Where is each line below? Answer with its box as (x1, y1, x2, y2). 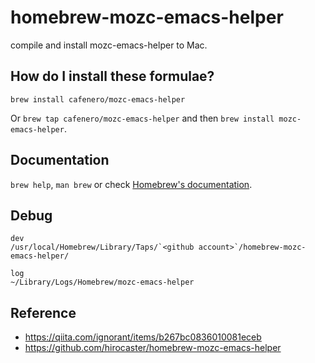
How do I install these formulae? (10, 68, 215, 85)
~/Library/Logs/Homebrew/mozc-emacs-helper (10, 277, 195, 288)
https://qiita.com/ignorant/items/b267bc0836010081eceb (24, 331, 262, 343)
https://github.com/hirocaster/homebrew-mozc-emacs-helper (24, 342, 282, 354)
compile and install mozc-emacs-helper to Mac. (10, 39, 208, 51)
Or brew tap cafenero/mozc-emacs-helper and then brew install (10, 112, 275, 124)
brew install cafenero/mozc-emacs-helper (10, 94, 186, 105)
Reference (10, 304, 77, 321)
